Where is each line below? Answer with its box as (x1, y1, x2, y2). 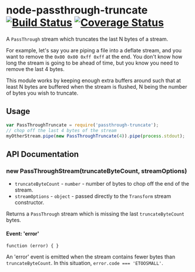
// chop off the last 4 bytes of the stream (6, 127, 117, 133)
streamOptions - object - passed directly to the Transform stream (14, 193, 172, 200)
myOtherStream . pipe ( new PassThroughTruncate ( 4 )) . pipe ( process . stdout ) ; (6, 133, 185, 139)
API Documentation (6, 149, 79, 159)
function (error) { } (6, 243, 59, 249)
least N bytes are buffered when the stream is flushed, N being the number (6, 83, 187, 90)
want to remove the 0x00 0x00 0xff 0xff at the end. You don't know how (6, 53, 183, 60)
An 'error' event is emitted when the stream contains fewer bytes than (6, 253, 176, 260)
